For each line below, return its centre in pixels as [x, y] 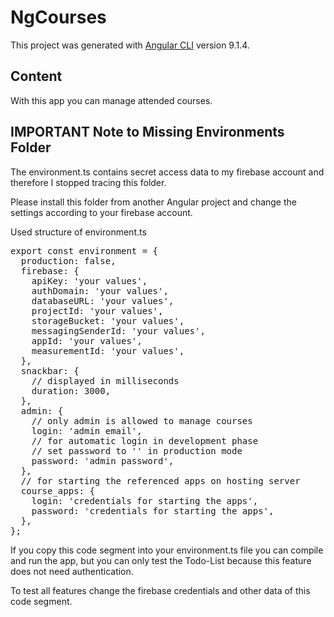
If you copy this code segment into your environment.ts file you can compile [167, 550]
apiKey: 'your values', [89, 280]
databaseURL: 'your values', [103, 300]
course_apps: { [57, 490]
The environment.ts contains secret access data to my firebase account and [167, 172]
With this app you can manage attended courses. [111, 100]
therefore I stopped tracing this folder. [88, 182]
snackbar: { [50, 370]
